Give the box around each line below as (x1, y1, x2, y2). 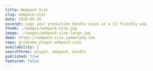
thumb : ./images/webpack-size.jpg (5, 26, 77, 31)
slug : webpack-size (5, 12, 46, 17)
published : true (5, 53, 39, 59)
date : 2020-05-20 (5, 16, 41, 21)
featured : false (5, 58, 39, 63)
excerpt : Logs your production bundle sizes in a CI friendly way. (5, 21, 149, 26)
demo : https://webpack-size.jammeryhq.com (5, 35, 95, 40)
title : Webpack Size (5, 7, 48, 12)
